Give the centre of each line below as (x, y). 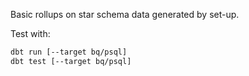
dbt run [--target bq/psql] (69, 52)
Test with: (30, 33)
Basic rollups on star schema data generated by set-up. (125, 14)
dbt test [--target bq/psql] (71, 61)
